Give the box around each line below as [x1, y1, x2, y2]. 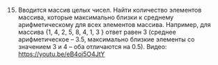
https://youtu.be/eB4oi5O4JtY [17, 50, 105, 58]
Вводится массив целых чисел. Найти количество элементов [17, 6, 202, 14]
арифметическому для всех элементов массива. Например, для [17, 21, 211, 28]
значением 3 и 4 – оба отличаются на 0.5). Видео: [17, 43, 167, 50]
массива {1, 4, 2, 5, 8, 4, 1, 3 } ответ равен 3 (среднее [17, 28, 176, 36]
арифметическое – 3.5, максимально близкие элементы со [17, 35, 195, 44]
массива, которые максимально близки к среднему [17, 13, 174, 21]
